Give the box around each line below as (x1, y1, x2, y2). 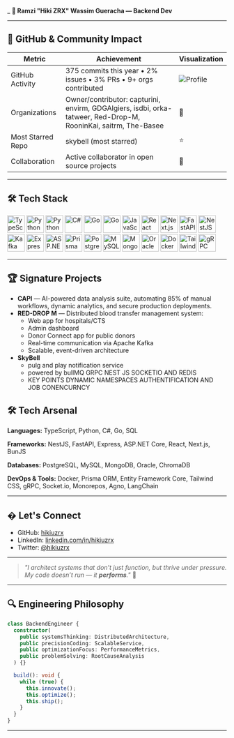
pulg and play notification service (27, 361, 124, 370)
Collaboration (10, 156, 55, 166)
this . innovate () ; (25, 684, 77, 692)
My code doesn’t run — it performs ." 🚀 (24, 571, 137, 579)
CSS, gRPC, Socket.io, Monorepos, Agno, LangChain (7, 482, 159, 490)
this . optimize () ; (25, 691, 77, 698)
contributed (65, 83, 104, 93)
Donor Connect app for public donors (27, 331, 136, 340)
